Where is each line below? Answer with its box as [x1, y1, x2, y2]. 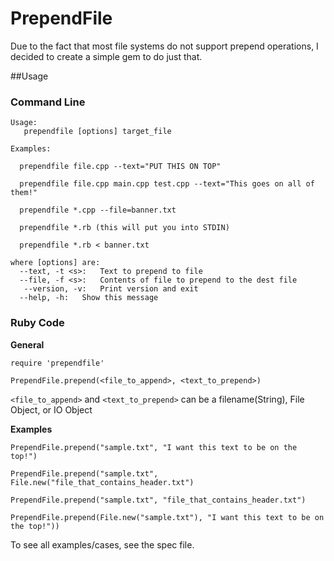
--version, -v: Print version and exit [23, 284, 199, 294]
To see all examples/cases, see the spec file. [10, 538, 195, 551]
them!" [10, 188, 38, 198]
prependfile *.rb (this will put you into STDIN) [19, 223, 230, 233]
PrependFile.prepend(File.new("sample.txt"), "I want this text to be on [10, 512, 325, 522]
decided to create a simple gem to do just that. [10, 50, 203, 62]
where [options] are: [10, 258, 101, 268]
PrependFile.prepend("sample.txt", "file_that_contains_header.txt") [10, 495, 307, 505]
